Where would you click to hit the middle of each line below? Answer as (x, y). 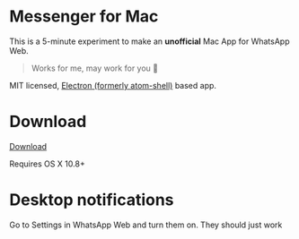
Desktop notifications (92, 200)
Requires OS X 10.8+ (47, 164)
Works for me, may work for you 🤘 (95, 68)
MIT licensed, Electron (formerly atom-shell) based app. (113, 85)
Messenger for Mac (84, 17)
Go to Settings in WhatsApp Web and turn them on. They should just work (146, 225)
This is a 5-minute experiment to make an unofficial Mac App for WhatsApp (149, 41)
